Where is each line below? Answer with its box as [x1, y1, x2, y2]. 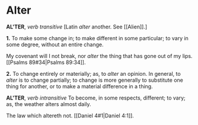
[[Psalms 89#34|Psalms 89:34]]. [6, 59, 86, 66]
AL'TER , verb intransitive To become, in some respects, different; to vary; [6, 94, 186, 101]
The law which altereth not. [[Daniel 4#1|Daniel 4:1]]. [6, 112, 135, 119]
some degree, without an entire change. [6, 41, 104, 48]
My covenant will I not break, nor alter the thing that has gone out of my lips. [6, 52, 193, 59]
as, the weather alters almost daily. [6, 100, 91, 107]
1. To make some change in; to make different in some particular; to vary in [6, 34, 189, 41]
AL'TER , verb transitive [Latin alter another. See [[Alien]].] [6, 23, 148, 30]
